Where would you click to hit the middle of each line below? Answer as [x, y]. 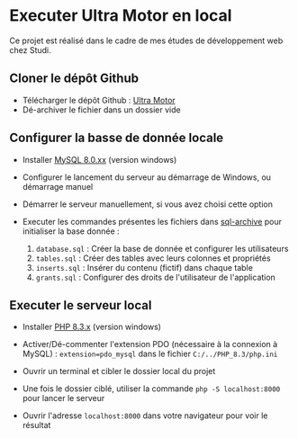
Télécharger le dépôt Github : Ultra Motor [99, 100]
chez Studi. [30, 49]
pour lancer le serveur [63, 398]
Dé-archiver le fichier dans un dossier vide [102, 110]
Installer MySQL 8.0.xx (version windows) [99, 159]
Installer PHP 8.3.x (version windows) [92, 327]
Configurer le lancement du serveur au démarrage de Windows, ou [147, 177]
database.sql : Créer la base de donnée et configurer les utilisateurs [162, 248]
